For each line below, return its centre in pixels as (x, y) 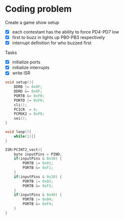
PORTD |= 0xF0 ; (29, 100)
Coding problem (38, 9)
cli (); (21, 105)
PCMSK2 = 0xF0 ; (29, 114)
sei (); (21, 119)
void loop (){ (18, 132)
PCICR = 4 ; (26, 110)
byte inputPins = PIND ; (38, 154)
